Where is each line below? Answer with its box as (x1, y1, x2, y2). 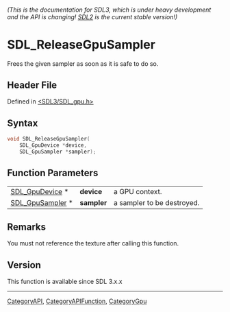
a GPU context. (114, 187, 162, 196)
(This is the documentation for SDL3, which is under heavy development (7, 5, 212, 14)
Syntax (7, 117, 38, 129)
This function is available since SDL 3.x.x (7, 278, 123, 286)
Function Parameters (7, 167, 99, 179)
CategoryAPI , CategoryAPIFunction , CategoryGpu (7, 297, 147, 305)
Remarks (7, 221, 47, 232)
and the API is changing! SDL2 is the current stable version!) (7, 12, 178, 21)
